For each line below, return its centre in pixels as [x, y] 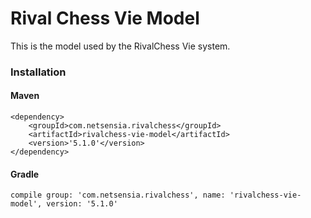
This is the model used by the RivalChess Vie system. [120, 46]
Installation [38, 72]
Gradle [25, 174]
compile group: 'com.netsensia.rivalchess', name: [118, 195]
